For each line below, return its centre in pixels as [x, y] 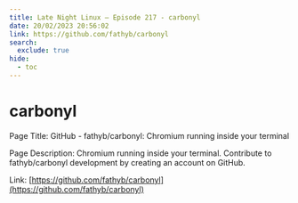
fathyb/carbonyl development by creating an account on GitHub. [128, 162]
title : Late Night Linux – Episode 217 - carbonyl [105, 17]
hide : [19, 59]
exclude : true [43, 51]
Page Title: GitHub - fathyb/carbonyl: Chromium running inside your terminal [149, 135]
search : [24, 42]
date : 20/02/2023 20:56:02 [59, 26]
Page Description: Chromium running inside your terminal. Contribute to [141, 153]
